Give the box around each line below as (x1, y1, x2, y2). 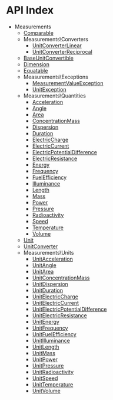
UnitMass (32, 349, 56, 356)
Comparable (23, 29, 54, 36)
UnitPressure (32, 362, 64, 369)
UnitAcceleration (32, 255, 74, 262)
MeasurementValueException (32, 79, 104, 86)
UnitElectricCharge (32, 293, 78, 300)
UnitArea (32, 268, 54, 275)
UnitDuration (32, 287, 64, 294)
